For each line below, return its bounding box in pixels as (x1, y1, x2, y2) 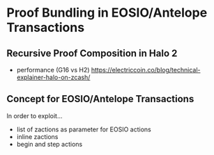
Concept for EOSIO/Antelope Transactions (6, 93, 194, 105)
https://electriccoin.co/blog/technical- (91, 66, 201, 74)
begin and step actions (16, 140, 83, 148)
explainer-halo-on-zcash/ (16, 73, 91, 81)
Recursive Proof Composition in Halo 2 (6, 47, 178, 59)
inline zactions (16, 132, 59, 140)
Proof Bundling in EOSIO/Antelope (6, 5, 208, 21)
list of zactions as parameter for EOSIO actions (16, 125, 151, 133)
